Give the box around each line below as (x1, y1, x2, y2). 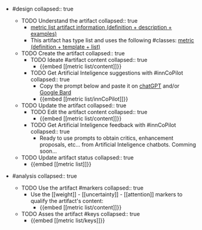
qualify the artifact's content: (30, 197, 104, 204)
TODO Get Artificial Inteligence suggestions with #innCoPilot (30, 69, 184, 76)
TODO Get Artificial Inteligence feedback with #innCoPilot (30, 121, 176, 128)
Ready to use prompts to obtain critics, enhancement (39, 134, 174, 142)
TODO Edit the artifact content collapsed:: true (30, 109, 148, 115)
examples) (30, 30, 57, 37)
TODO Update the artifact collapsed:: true (21, 102, 127, 109)
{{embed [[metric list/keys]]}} (30, 217, 105, 224)
